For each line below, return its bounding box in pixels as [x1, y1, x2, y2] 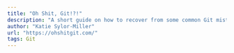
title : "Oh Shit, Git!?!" [7, 10, 82, 17]
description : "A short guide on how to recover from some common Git [7, 17, 214, 23]
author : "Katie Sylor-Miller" [7, 23, 95, 30]
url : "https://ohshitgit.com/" [7, 29, 98, 36]
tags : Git [7, 36, 36, 43]
